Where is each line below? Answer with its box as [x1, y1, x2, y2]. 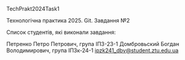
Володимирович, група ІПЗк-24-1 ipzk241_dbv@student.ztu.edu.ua [6, 47, 179, 54]
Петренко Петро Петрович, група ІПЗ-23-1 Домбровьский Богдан [6, 41, 179, 47]
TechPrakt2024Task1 [6, 5, 60, 12]
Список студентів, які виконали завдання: [6, 28, 116, 36]
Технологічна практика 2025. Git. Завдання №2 [6, 17, 130, 24]
